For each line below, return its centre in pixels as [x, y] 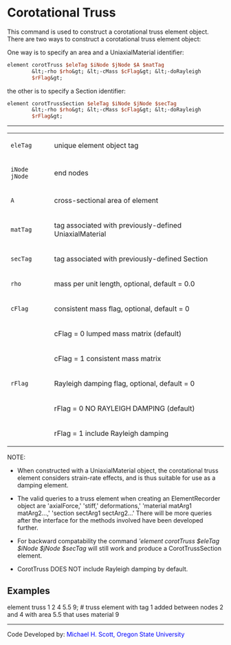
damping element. [43, 485]
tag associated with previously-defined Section [131, 259]
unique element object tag [96, 146]
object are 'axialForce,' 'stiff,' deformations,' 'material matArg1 [104, 506]
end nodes [71, 173]
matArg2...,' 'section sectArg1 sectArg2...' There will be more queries [114, 513]
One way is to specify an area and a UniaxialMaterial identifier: [96, 52]
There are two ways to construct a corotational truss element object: [104, 39]
